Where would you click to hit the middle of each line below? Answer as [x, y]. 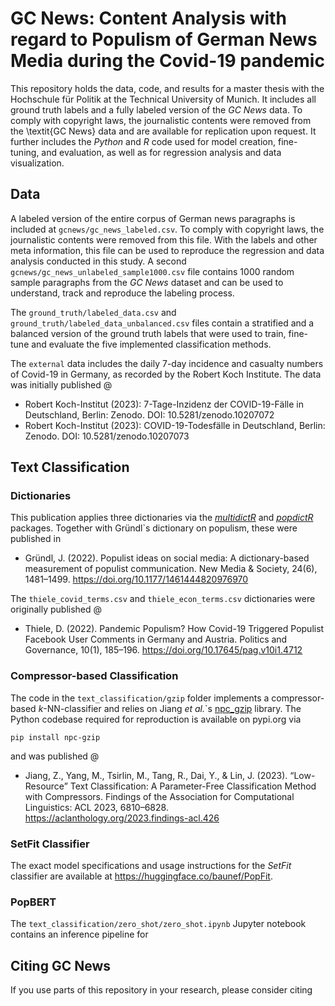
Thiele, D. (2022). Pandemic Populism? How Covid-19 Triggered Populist [174, 629]
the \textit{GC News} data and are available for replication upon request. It [163, 131]
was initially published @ [61, 384]
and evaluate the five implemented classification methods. [151, 344]
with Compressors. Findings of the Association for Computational [159, 796]
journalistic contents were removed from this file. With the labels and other [164, 239]
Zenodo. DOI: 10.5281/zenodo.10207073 [107, 436]
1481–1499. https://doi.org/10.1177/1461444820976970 [136, 579]
